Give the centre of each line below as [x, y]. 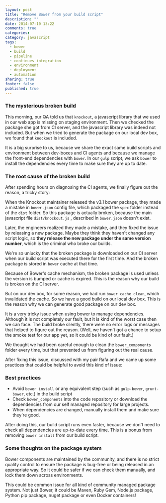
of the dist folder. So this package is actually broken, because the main [79, 213]
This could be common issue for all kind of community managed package [80, 485]
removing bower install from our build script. [52, 435]
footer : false [20, 84]
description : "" [22, 19]
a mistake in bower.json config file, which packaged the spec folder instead [82, 208]
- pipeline [21, 56]
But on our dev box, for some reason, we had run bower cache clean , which [82, 294]
